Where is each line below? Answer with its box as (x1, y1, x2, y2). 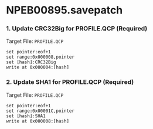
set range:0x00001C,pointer (6, 108, 75, 114)
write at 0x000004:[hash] (6, 64, 69, 70)
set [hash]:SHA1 (6, 113, 46, 119)
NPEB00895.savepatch (6, 4, 123, 17)
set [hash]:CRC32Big (6, 59, 57, 65)
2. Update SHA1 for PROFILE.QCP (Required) (6, 78, 134, 86)
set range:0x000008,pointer (6, 54, 75, 60)
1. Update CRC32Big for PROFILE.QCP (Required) (6, 25, 148, 33)
